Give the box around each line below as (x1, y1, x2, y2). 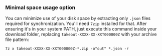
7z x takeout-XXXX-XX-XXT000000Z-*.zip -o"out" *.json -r (5, 46, 129, 51)
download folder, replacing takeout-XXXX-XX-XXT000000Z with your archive (5, 31, 157, 37)
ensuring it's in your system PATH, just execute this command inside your (5, 26, 157, 32)
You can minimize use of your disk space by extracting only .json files (5, 15, 151, 21)
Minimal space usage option (5, 4, 76, 11)
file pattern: (5, 36, 29, 42)
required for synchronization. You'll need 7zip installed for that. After (5, 20, 147, 26)
